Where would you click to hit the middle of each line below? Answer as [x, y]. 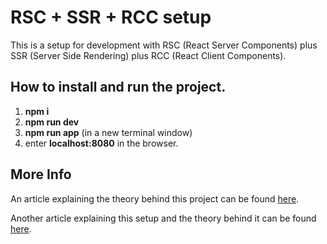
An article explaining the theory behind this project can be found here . [155, 198]
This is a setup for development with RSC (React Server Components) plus [164, 45]
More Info [41, 174]
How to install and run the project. [118, 87]
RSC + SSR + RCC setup [111, 17]
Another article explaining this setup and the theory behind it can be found [163, 218]
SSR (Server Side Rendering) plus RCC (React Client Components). [148, 55]
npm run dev [52, 122]
